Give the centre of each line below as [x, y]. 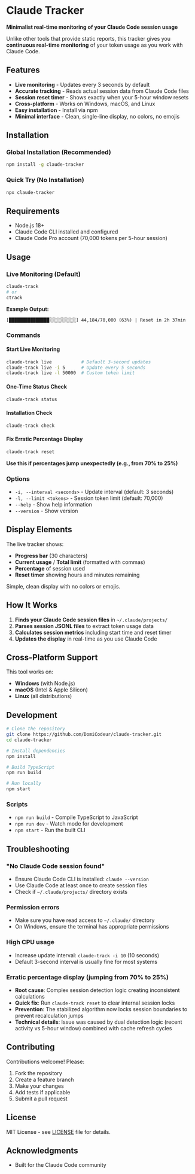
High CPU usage [31, 942]
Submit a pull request [41, 1099]
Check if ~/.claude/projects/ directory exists [71, 892]
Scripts [17, 804]
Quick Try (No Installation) [45, 180]
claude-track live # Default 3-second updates [79, 362]
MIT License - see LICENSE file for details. [58, 1131]
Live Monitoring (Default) [43, 274]
